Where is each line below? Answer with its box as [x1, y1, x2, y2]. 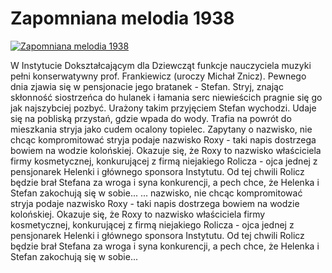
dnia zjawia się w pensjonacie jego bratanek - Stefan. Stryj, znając [10, 80, 284, 92]
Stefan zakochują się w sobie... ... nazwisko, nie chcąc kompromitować [10, 187, 303, 199]
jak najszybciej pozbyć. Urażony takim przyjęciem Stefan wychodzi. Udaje [10, 102, 317, 114]
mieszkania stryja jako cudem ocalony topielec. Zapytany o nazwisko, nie [10, 123, 313, 135]
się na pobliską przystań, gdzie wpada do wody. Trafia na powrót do [10, 112, 292, 124]
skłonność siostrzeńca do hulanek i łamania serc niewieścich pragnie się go [10, 91, 323, 103]
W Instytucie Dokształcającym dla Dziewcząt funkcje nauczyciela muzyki [10, 59, 312, 71]
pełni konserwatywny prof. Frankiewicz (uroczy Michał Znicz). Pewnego [10, 70, 307, 82]
